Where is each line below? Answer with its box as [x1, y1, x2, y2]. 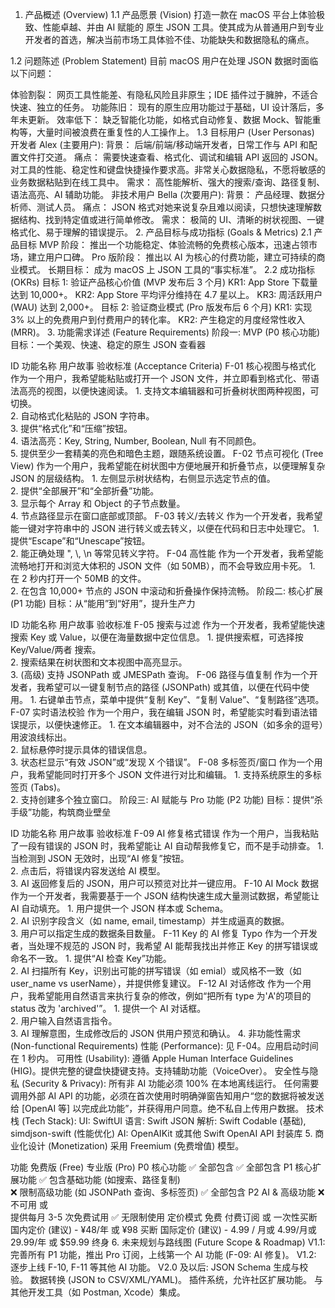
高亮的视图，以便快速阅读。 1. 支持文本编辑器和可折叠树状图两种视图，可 [18, 385, 320, 397]
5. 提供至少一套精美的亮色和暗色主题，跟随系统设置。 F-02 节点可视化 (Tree [10, 448, 324, 459]
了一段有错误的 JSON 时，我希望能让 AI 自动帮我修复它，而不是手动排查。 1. [10, 840, 325, 852]
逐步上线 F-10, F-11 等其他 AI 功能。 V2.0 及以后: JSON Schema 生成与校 [10, 1261, 309, 1273]
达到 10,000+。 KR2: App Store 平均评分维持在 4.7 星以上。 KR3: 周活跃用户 [10, 289, 323, 300]
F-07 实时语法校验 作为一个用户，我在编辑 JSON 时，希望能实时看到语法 [10, 706, 310, 718]
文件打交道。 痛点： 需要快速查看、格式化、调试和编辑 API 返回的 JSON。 [18, 151, 324, 163]
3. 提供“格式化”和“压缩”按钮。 [10, 423, 133, 434]
